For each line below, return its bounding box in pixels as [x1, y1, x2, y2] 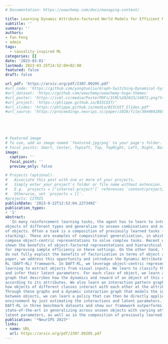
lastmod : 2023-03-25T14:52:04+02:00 [5, 63, 81, 68]
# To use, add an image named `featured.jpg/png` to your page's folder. [5, 141, 162, 146]
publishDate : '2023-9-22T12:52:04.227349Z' [5, 201, 97, 206]
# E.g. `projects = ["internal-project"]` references [5, 187, 124, 192]
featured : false [5, 68, 39, 73]
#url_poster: [5, 95, 32, 100]
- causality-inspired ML [9, 49, 61, 54]
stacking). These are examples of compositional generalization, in [5, 233, 151, 238]
